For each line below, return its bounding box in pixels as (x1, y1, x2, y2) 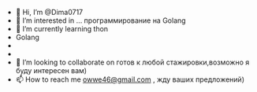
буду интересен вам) (15, 66, 88, 75)
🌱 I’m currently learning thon (15, 24, 109, 33)
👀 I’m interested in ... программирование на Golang (15, 16, 187, 25)
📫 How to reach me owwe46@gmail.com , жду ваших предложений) (15, 75, 244, 84)
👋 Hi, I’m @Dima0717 (15, 8, 84, 17)
